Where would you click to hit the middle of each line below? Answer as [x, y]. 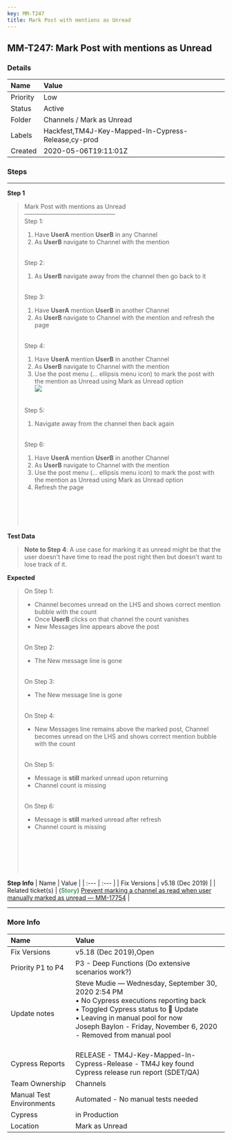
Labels [21, 136]
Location [25, 1125]
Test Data [21, 536]
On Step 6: [39, 806]
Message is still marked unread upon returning [101, 778]
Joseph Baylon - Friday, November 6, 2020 [146, 1026]
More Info [24, 923]
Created [24, 151]
